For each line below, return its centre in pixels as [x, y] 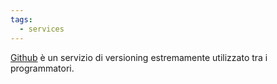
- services [42, 29]
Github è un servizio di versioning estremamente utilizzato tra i [139, 57]
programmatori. [42, 68]
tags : [21, 19]
